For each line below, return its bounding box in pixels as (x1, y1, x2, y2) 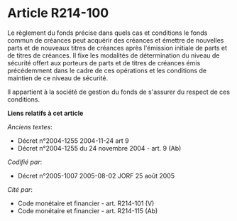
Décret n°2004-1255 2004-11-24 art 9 (17, 136, 129, 145)
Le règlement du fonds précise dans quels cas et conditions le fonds (7, 28, 208, 37)
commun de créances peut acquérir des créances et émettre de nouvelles (7, 36, 224, 44)
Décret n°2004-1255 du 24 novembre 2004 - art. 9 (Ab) (17, 144, 182, 152)
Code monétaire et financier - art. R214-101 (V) (17, 199, 155, 207)
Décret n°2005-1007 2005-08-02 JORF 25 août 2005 (17, 171, 175, 180)
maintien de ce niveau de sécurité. (7, 73, 109, 82)
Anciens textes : (7, 122, 53, 131)
